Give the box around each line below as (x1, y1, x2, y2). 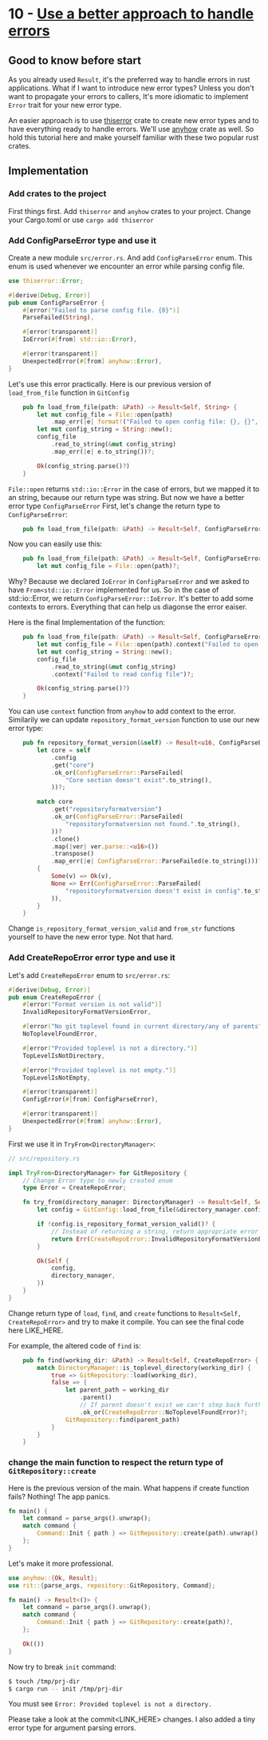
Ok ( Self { (37, 1257, 69, 1265)
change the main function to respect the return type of (8, 1457, 224, 1468)
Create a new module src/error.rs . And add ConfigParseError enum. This (8, 252, 253, 262)
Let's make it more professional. (8, 1559, 114, 1568)
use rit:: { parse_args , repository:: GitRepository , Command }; (8, 1581, 216, 1590)
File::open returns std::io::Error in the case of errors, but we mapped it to (8, 484, 260, 494)
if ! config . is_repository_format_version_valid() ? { (37, 1220, 216, 1229)
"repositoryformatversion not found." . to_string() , (65, 820, 241, 828)
